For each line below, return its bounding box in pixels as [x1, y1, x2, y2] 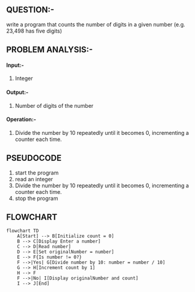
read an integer [14, 175, 53, 182]
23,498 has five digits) [6, 27, 62, 34]
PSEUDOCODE [6, 153, 62, 163]
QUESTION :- [6, 5, 54, 15]
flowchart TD [6, 228, 39, 234]
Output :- [6, 89, 29, 96]
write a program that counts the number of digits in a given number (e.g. [6, 20, 185, 28]
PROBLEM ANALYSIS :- [6, 45, 93, 55]
